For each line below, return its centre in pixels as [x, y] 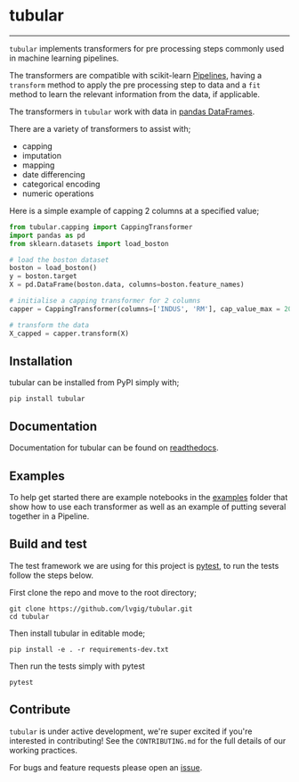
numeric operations [58, 193]
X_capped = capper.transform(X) [69, 333]
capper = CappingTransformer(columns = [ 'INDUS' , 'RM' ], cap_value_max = [145, 309]
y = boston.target [43, 276]
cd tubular [29, 616]
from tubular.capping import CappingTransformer [101, 227]
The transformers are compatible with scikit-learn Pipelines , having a [136, 75]
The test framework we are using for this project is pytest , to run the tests [144, 565]
